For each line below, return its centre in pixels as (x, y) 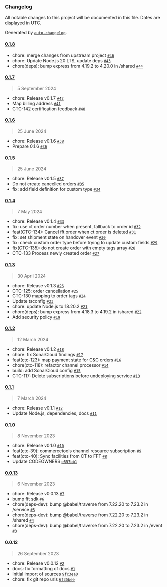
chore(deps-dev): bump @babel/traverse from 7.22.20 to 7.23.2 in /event (87, 526)
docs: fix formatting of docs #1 (44, 568)
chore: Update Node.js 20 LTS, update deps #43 (61, 60)
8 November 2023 (36, 436)
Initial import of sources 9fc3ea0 (45, 574)
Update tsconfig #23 (33, 301)
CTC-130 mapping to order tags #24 (49, 296)
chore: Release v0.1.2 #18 (38, 349)
